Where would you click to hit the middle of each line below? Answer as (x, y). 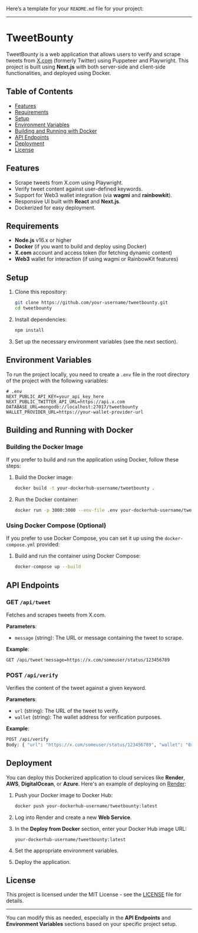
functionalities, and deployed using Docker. (59, 73)
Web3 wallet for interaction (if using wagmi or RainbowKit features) (96, 259)
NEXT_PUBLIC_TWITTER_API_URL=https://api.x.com (66, 402)
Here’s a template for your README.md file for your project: (75, 9)
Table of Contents (40, 92)
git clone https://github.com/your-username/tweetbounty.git (91, 303)
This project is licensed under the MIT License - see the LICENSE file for (94, 895)
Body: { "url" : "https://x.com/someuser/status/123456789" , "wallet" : (95, 745)
